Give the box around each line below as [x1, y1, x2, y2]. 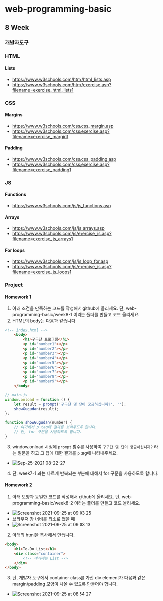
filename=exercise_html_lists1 [12, 87, 74, 93]
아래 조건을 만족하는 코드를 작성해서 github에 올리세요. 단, [12, 305, 125, 311]
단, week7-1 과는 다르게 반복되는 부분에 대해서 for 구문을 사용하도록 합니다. [12, 470, 159, 476]
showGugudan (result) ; [14, 406, 59, 411]
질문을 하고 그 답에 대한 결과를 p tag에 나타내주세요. [17, 450, 118, 456]
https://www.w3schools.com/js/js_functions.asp [12, 203, 111, 209]
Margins [5, 112, 23, 118]
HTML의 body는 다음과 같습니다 [12, 318, 76, 324]
